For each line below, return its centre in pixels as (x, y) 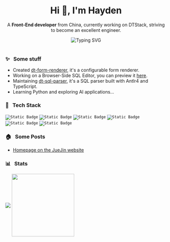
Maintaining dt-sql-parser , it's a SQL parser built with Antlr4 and (80, 81)
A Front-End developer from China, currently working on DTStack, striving (86, 25)
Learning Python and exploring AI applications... (63, 92)
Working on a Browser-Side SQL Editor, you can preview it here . (80, 76)
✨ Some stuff (24, 59)
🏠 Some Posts (25, 137)
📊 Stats (17, 163)
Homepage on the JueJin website (48, 150)
